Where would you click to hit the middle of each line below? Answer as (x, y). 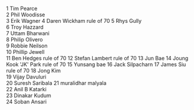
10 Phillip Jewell (25, 52)
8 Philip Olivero (24, 39)
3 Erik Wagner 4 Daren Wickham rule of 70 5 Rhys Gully (74, 21)
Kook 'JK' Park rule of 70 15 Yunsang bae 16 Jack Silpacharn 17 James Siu (96, 64)
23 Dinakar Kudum (29, 95)
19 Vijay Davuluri (26, 77)
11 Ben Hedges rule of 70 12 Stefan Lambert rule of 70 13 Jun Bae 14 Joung (97, 58)
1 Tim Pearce (22, 8)
